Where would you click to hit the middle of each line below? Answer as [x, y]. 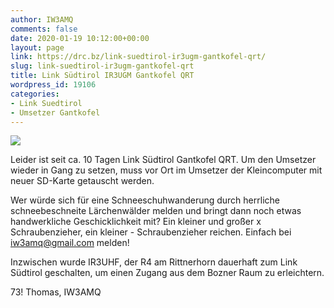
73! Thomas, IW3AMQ [56, 292]
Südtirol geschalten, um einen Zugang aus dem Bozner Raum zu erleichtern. [167, 273]
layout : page [37, 47]
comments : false [44, 29]
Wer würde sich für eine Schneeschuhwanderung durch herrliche [145, 200]
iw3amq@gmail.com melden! [70, 243]
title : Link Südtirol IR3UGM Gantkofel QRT [102, 76]
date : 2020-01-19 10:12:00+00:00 [80, 38]
